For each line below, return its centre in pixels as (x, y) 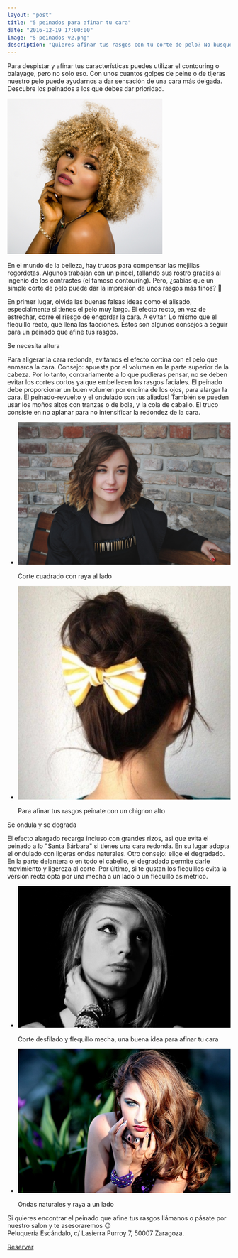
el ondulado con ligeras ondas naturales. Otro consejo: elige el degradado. (116, 853)
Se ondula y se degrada (42, 825)
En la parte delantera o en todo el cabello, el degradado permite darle (109, 861)
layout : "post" (30, 15)
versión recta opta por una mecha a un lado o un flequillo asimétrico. (108, 876)
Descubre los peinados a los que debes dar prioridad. (86, 89)
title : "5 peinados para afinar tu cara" (69, 22)
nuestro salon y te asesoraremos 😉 (59, 1225)
